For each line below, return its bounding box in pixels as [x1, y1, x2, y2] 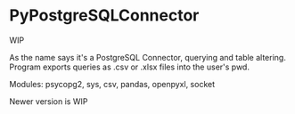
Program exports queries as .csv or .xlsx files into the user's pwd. [9, 61, 250, 72]
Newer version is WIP [9, 95, 88, 107]
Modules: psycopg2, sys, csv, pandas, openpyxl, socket [9, 78, 216, 89]
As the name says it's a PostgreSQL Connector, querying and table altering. [9, 52, 287, 62]
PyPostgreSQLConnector [9, 5, 200, 26]
